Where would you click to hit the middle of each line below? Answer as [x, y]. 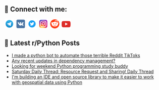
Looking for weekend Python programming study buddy [70, 66]
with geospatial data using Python [47, 82]
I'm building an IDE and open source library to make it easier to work [83, 77]
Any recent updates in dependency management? [64, 61]
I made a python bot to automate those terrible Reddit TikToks [76, 55]
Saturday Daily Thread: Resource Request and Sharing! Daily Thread [83, 71]
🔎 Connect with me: [36, 9]
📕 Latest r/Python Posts [42, 43]
